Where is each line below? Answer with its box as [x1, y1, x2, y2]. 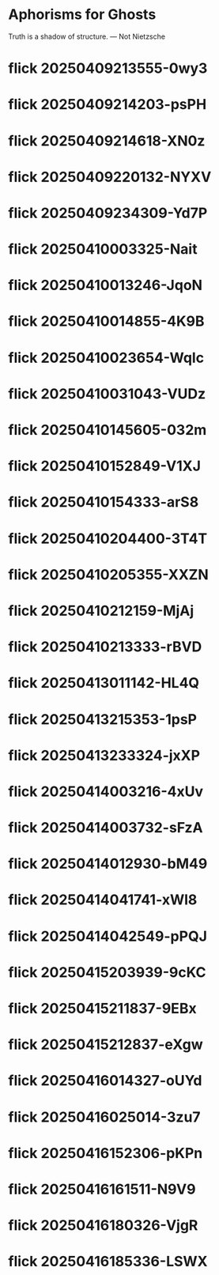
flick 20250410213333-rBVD [8, 638, 202, 656]
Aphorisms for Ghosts [8, 6, 157, 24]
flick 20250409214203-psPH [8, 96, 207, 114]
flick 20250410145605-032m [8, 421, 207, 439]
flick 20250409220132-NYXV [8, 168, 212, 186]
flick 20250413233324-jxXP [8, 746, 200, 764]
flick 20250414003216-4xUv [8, 783, 204, 800]
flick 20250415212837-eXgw [8, 1035, 203, 1054]
